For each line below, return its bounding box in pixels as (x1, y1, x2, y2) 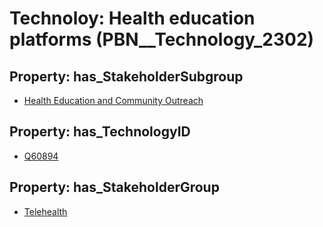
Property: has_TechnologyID (9, 123, 191, 141)
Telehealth (23, 205, 68, 217)
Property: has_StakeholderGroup (9, 179, 220, 196)
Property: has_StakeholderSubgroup (9, 68, 244, 85)
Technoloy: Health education (9, 7, 256, 30)
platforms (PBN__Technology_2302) (9, 28, 315, 51)
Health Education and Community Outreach (23, 95, 204, 106)
